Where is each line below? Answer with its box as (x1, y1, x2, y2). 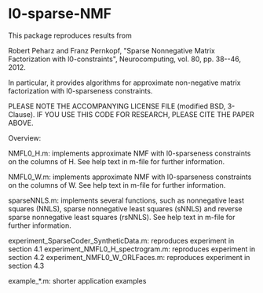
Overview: (8, 133, 42, 142)
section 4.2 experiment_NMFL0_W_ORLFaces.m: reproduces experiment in (8, 252, 250, 262)
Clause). (8, 109, 35, 119)
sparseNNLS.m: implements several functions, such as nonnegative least (8, 196, 245, 205)
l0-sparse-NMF (8, 5, 112, 23)
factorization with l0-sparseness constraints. (8, 86, 153, 95)
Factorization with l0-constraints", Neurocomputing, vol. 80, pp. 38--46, (8, 54, 242, 64)
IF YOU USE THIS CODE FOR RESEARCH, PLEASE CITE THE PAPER (36, 109, 254, 119)
